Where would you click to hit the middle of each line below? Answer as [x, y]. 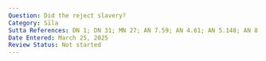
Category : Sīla [33, 23]
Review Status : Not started [55, 45]
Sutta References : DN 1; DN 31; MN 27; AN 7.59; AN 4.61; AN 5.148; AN [129, 30]
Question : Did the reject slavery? [67, 15]
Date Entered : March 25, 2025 [59, 38]
